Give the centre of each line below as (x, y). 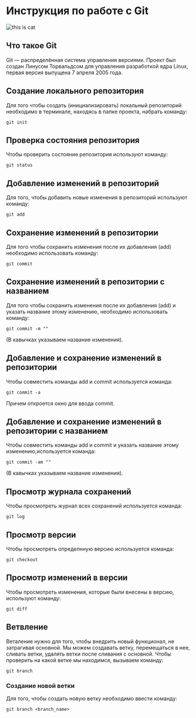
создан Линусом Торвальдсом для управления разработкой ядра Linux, (97, 66)
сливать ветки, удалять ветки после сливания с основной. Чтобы (89, 654)
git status (19, 165)
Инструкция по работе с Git (77, 11)
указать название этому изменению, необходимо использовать (87, 311)
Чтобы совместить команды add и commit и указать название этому (92, 445)
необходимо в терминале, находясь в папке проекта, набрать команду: (97, 111)
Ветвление (27, 627)
